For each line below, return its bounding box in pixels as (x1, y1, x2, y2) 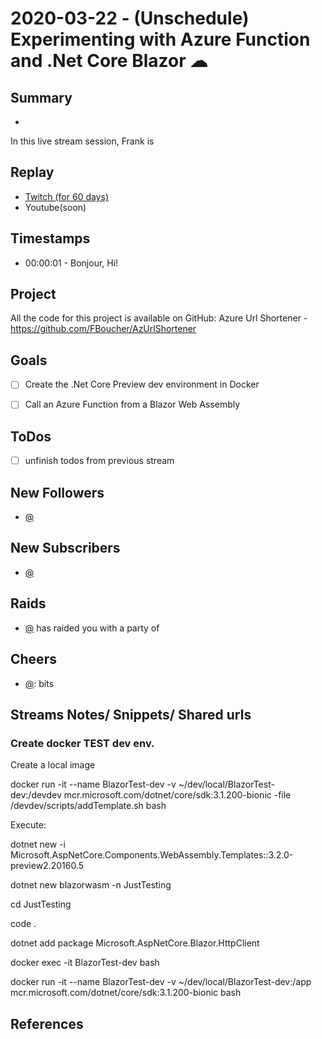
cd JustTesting (10, 898, 72, 911)
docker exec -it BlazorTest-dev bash (10, 957, 160, 969)
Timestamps (10, 230, 91, 247)
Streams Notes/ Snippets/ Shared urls (10, 706, 252, 723)
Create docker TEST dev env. (10, 736, 155, 750)
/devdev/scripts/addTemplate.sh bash (10, 800, 167, 812)
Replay (10, 164, 55, 181)
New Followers (10, 484, 105, 501)
